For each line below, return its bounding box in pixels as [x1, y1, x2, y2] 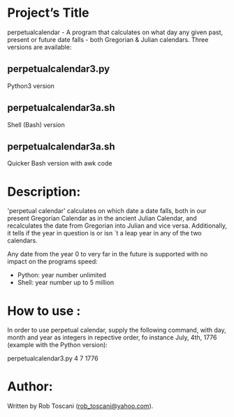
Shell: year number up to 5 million [17, 278, 114, 287]
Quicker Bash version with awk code [7, 159, 112, 168]
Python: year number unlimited [17, 271, 107, 279]
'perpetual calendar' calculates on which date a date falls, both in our [7, 207, 207, 215]
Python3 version [7, 82, 54, 90]
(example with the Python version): [7, 341, 108, 349]
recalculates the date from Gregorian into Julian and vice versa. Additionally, [7, 221, 227, 230]
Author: [7, 379, 54, 395]
